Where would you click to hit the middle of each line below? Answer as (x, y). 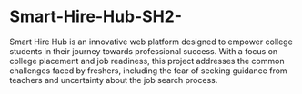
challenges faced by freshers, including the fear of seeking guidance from (149, 70)
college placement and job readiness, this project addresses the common (147, 61)
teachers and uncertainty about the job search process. (114, 80)
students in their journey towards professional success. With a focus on (144, 51)
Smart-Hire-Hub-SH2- (96, 17)
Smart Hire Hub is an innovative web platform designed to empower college (151, 42)
